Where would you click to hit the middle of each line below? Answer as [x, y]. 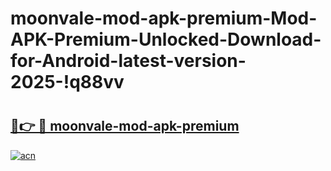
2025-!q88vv [67, 82]
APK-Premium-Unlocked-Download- [166, 39]
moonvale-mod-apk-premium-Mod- [164, 18]
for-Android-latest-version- [128, 61]
